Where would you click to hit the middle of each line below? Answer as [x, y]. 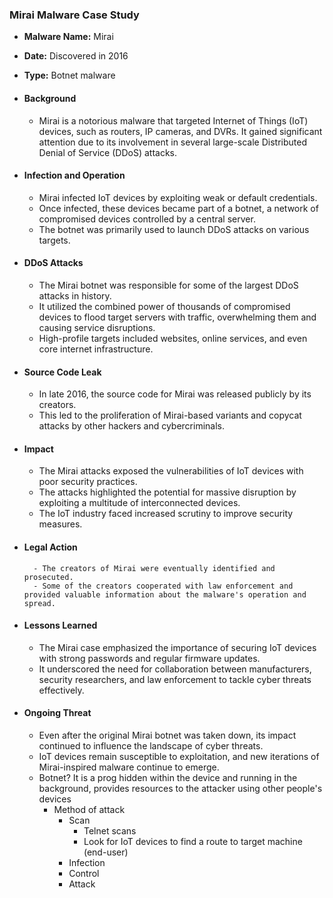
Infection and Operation [74, 175]
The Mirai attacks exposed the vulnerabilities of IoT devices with [171, 471]
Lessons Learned [60, 625]
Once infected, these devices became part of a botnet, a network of [178, 208]
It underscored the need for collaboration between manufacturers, [175, 669]
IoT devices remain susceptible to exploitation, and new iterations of [179, 756]
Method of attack [89, 809]
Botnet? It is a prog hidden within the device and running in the [168, 777]
